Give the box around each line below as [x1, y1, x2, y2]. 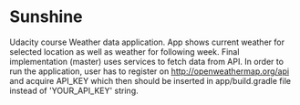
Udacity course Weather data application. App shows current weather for [9, 37, 285, 47]
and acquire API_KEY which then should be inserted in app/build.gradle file [9, 75, 292, 86]
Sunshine [9, 6, 84, 27]
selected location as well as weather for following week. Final [9, 46, 240, 57]
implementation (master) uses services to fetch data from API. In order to [9, 56, 284, 67]
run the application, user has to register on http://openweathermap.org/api [9, 66, 290, 77]
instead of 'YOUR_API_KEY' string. [9, 85, 139, 96]
